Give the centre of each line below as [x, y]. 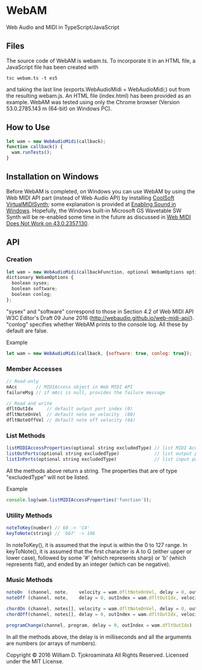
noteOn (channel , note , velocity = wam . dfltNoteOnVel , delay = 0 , [96, 592]
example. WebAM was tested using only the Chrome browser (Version [93, 102]
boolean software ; [35, 289]
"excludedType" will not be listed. [48, 477]
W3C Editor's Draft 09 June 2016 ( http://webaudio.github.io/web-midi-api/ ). [100, 318]
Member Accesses [34, 369]
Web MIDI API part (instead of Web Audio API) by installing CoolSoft [90, 198]
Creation [19, 260]
